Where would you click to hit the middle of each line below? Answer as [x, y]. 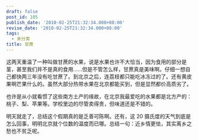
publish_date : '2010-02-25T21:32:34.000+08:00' [66, 22]
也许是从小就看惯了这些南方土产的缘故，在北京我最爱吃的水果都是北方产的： [99, 96]
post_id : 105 [22, 17]
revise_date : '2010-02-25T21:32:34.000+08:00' [64, 28]
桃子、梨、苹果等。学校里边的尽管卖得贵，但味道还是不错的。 [81, 104]
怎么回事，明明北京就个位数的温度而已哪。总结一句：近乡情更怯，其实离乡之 [99, 124]
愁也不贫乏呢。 [24, 131]
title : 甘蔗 [20, 45]
